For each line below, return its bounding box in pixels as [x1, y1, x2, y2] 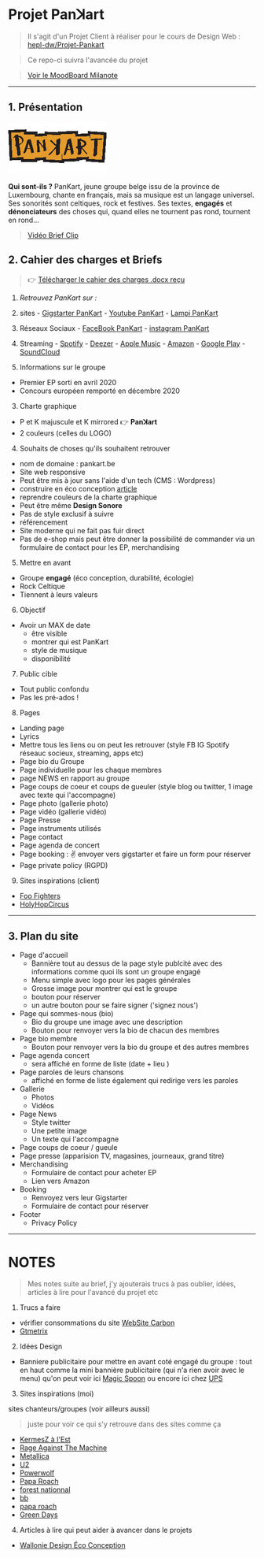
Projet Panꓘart [8, 6, 104, 24]
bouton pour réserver [31, 992, 101, 1002]
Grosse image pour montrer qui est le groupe [31, 984, 178, 993]
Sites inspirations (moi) [19, 1389, 94, 1399]
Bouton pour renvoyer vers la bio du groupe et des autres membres [31, 1042, 250, 1052]
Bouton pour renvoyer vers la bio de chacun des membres [31, 1026, 220, 1035]
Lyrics [19, 731, 39, 741]
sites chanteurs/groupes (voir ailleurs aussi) [8, 1404, 151, 1414]
